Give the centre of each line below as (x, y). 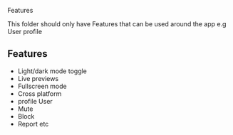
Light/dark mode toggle (52, 71)
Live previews (38, 78)
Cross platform (40, 93)
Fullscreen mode (42, 86)
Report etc (33, 124)
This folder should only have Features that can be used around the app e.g (117, 24)
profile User (35, 101)
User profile (25, 32)
